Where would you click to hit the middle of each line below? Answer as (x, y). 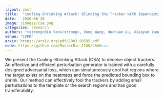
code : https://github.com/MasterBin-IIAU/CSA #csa (57, 46)
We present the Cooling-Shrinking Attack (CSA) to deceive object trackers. (80, 59)
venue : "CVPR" (20, 37)
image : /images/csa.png (29, 23)
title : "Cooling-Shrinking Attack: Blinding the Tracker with (71, 14)
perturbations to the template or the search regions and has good (71, 85)
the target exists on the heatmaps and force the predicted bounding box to (80, 75)
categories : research (27, 28)
